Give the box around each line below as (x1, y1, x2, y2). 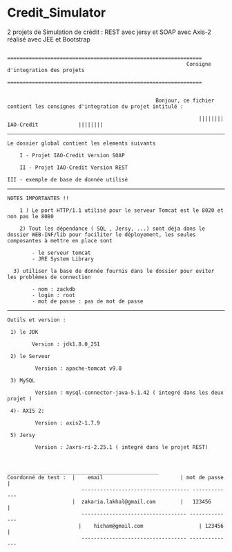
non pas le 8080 (7, 213, 54, 220)
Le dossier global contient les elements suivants (7, 140, 156, 147)
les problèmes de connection (7, 274, 91, 281)
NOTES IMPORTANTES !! (7, 195, 70, 202)
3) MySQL (10, 377, 36, 384)
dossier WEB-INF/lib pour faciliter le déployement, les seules (7, 231, 196, 238)
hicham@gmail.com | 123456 (93, 522, 224, 529)
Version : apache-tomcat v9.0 (35, 365, 122, 372)
